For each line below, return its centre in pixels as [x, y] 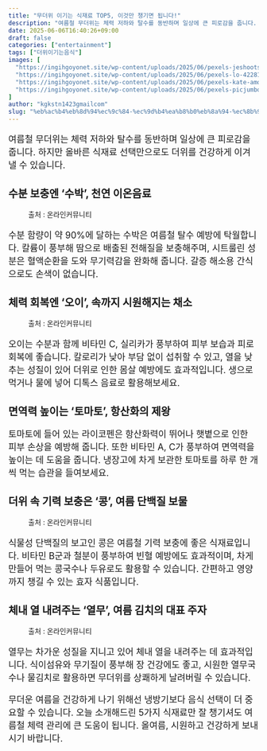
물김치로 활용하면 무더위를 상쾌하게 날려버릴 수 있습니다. [139, 677]
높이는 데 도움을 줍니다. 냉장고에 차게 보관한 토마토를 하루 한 [128, 460]
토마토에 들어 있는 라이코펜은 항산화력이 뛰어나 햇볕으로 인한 [128, 434]
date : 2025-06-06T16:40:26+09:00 [64, 30]
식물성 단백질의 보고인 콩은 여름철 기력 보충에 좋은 [108, 543]
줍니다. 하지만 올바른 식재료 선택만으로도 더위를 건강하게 [120, 152]
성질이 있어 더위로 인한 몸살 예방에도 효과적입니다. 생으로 [140, 370]
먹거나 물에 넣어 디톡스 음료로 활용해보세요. [94, 383]
